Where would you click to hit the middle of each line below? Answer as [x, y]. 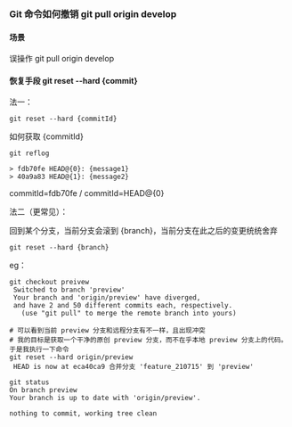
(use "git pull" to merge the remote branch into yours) [129, 314]
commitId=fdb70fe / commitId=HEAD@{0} [87, 193]
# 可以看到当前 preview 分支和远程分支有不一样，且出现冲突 [108, 331]
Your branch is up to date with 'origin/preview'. [105, 398]
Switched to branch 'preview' [69, 290]
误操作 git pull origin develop [61, 59]
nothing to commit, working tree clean [83, 414]
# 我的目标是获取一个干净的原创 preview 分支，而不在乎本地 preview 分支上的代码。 [148, 341]
